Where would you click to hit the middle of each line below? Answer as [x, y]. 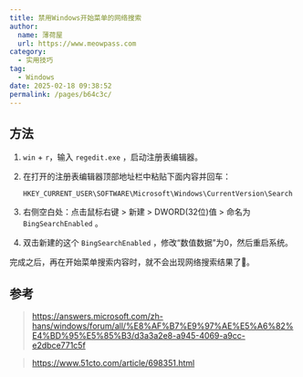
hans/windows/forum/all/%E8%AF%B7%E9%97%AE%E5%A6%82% [162, 326]
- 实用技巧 [36, 60]
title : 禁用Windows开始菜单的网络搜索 [76, 18]
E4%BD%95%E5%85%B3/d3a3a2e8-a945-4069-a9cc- [139, 336]
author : [24, 26]
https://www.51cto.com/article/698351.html [113, 363]
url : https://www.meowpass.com [77, 43]
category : [28, 52]
